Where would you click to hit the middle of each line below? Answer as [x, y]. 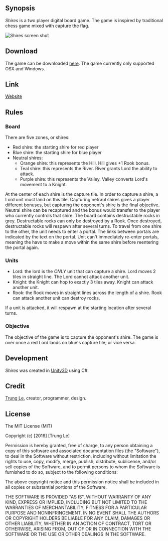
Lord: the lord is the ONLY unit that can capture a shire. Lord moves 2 [84, 272]
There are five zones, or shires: [37, 138]
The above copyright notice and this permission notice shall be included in [82, 482]
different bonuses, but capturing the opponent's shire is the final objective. [82, 205]
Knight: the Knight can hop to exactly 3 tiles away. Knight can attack [83, 282]
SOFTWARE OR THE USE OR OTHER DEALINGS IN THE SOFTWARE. [75, 534]
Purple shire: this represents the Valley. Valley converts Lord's [84, 179]
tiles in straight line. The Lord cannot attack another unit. [71, 277]
